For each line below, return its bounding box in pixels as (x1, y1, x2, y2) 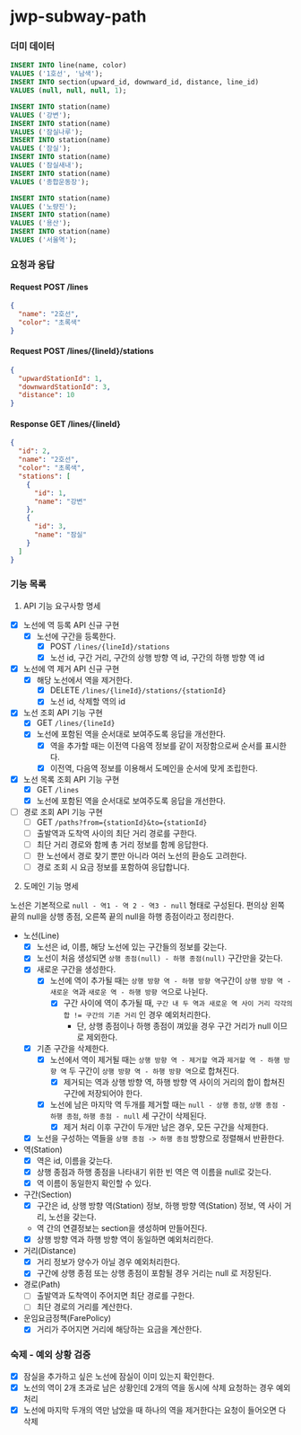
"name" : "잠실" (33, 530, 88, 540)
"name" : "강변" (33, 497, 88, 506)
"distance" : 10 (18, 391, 75, 400)
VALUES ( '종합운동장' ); (10, 177, 90, 186)
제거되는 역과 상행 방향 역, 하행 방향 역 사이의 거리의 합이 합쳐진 (63, 1076, 286, 1087)
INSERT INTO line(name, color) (10, 61, 127, 70)
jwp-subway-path (10, 6, 147, 27)
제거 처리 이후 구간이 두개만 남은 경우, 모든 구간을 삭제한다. (63, 1121, 269, 1132)
